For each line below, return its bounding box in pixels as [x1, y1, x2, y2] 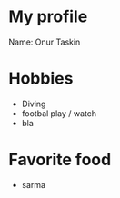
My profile [8, 6, 88, 27]
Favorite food [8, 150, 112, 170]
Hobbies [8, 68, 74, 89]
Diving [21, 98, 46, 109]
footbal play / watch [21, 107, 97, 119]
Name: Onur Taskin [8, 36, 81, 47]
